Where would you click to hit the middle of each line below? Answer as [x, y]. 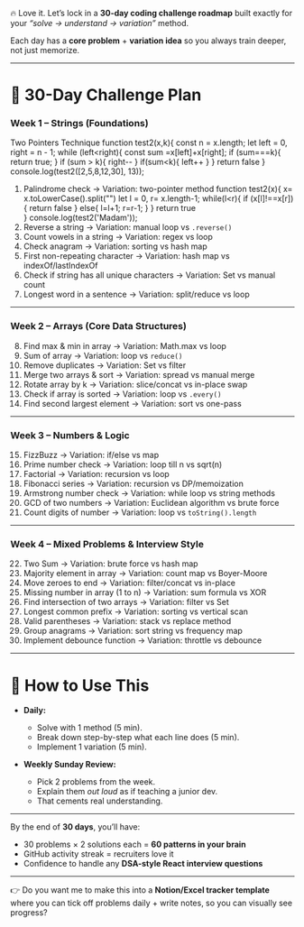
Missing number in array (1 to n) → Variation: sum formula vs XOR [145, 592]
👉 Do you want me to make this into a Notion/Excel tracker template [140, 890]
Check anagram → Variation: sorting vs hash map [115, 246]
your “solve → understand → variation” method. [100, 23]
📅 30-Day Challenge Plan [106, 95]
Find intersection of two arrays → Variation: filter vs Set [126, 602]
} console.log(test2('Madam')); [80, 218]
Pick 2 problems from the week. [96, 782]
